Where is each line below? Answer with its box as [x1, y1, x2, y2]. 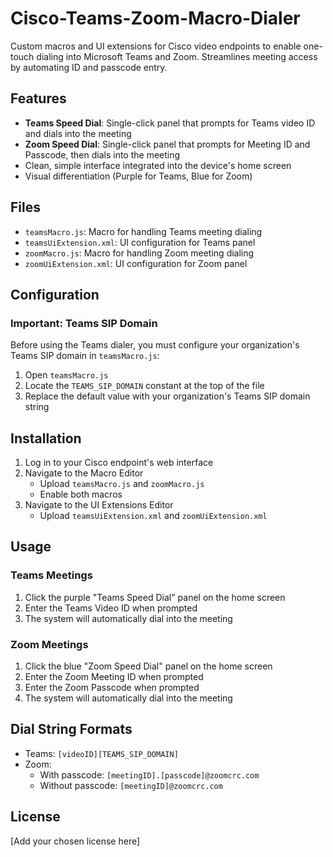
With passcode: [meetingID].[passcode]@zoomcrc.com [39, 768, 260, 781]
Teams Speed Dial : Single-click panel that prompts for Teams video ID [24, 117, 316, 129]
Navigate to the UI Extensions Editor [24, 499, 174, 511]
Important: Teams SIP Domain [10, 316, 158, 330]
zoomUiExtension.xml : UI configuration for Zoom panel [24, 257, 248, 269]
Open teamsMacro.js [24, 369, 109, 381]
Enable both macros [39, 488, 123, 501]
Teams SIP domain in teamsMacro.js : [10, 350, 160, 362]
